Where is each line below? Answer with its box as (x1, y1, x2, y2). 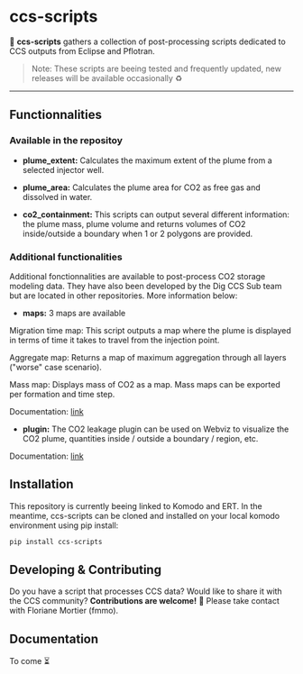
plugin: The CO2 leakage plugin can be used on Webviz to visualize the (22, 424, 289, 434)
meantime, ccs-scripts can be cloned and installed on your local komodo (9, 510, 280, 521)
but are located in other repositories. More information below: (9, 290, 238, 301)
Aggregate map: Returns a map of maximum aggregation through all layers (9, 351, 287, 362)
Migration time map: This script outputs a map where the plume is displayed (9, 324, 291, 335)
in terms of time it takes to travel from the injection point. (9, 334, 220, 345)
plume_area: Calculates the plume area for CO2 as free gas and (22, 182, 262, 193)
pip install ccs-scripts (9, 537, 103, 546)
